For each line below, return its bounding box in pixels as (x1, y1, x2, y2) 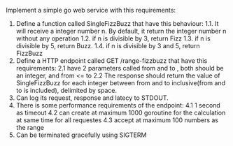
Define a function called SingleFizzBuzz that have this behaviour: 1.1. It (15, 20, 219, 27)
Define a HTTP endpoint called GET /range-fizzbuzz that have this (15, 57, 208, 65)
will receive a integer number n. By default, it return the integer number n (15, 27, 227, 35)
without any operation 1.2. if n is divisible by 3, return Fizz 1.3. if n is (15, 34, 211, 43)
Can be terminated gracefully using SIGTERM (15, 131, 147, 139)
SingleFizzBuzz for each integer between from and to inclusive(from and (15, 79, 226, 87)
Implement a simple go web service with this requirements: (6, 6, 176, 14)
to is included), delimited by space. (15, 87, 118, 94)
